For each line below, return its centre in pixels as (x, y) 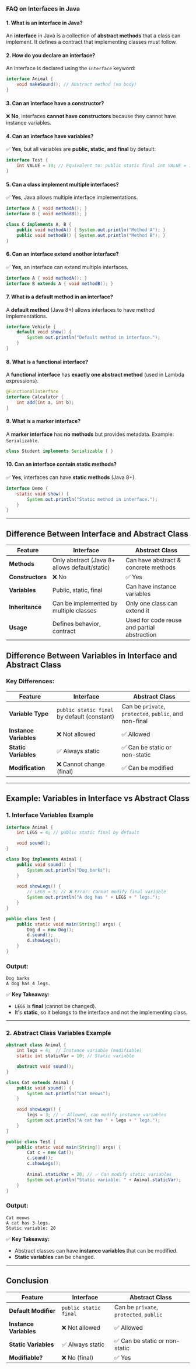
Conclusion (27, 1281)
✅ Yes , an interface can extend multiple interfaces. (67, 267)
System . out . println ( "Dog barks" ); (69, 870)
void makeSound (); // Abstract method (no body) (77, 85)
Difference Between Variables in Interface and (92, 656)
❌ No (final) (78, 1357)
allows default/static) (81, 567)
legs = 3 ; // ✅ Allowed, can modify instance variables (97, 1115)
